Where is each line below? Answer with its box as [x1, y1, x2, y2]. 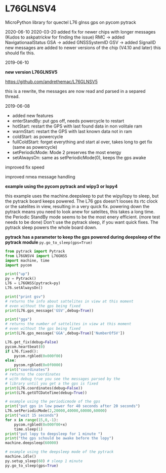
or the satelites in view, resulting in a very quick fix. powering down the [5, 203, 150, 209]
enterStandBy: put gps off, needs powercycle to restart [12, 118, 124, 124]
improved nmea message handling [5, 173, 76, 179]
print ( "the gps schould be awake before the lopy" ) [5, 436, 114, 441]
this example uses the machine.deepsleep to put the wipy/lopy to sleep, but [5, 193, 159, 199]
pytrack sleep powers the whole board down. [5, 224, 97, 230]
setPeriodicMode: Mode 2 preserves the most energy [12, 149, 122, 155]
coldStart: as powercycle [12, 133, 63, 139]
